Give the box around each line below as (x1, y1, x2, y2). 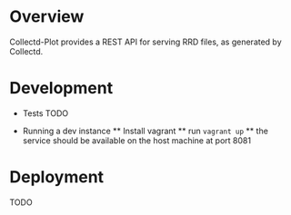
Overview (9, 6, 85, 27)
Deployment (9, 167, 105, 188)
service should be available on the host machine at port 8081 (22, 134, 252, 146)
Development (9, 78, 114, 99)
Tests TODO (22, 107, 69, 119)
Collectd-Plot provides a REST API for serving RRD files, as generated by (9, 36, 282, 47)
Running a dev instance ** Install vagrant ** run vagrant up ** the (22, 125, 268, 136)
